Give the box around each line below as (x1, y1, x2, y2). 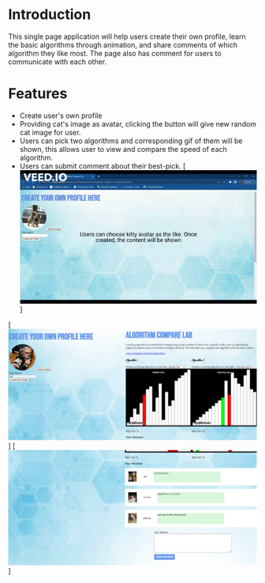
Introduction (8, 6, 91, 24)
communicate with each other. (8, 57, 107, 66)
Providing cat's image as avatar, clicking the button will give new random (19, 119, 257, 128)
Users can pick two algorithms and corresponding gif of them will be (19, 136, 243, 146)
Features (8, 85, 68, 103)
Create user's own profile (19, 111, 103, 120)
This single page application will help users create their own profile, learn (8, 32, 246, 41)
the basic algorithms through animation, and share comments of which (8, 40, 238, 49)
